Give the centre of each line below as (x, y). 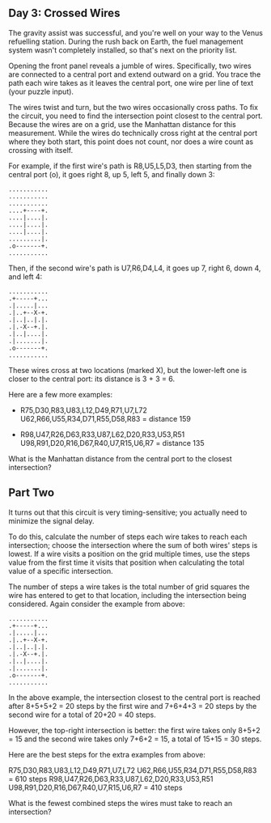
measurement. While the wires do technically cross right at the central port (133, 133)
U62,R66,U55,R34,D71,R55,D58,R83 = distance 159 (106, 418)
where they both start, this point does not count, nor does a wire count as (131, 142)
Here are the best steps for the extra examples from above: (107, 754)
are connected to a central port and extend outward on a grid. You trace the (135, 74)
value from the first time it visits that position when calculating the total (127, 562)
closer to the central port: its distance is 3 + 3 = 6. (92, 379)
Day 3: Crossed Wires (64, 13)
